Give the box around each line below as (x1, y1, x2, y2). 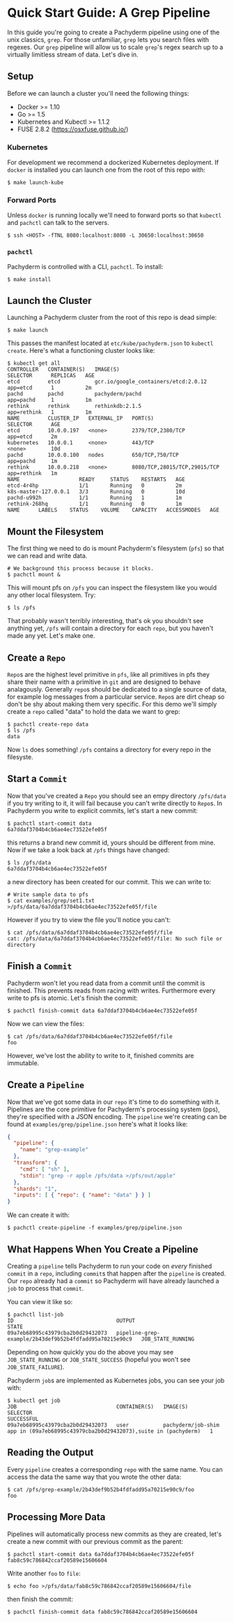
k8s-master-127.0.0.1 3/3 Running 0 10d (7, 488, 186, 495)
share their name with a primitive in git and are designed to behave (7, 678, 201, 686)
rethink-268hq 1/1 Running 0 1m (7, 501, 182, 508)
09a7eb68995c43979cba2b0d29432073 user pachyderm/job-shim (7, 1422, 219, 1429)
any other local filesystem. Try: (7, 591, 96, 599)
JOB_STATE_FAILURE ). (7, 1362, 65, 1371)
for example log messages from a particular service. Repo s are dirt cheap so (7, 693, 225, 701)
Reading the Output (7, 1447, 94, 1459)
